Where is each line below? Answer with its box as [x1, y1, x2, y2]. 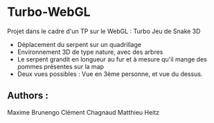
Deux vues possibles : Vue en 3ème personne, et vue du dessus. [17, 70, 203, 78]
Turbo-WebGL [7, 4, 91, 20]
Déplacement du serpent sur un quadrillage [17, 40, 142, 48]
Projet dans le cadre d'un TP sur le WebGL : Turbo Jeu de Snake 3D [7, 27, 201, 35]
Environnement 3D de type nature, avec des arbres [17, 48, 163, 56]
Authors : [7, 90, 48, 102]
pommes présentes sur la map [17, 62, 105, 70]
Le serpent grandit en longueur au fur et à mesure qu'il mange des [17, 55, 208, 63]
